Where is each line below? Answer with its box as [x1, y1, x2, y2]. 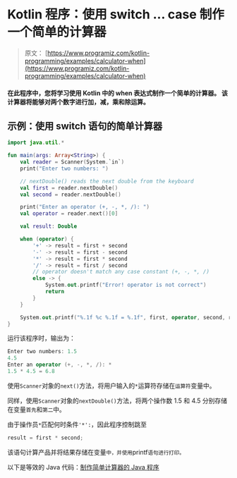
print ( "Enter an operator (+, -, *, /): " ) [20, 204, 150, 211]
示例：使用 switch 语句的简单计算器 [7, 120, 163, 132]
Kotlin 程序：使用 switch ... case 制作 [7, 6, 224, 23]
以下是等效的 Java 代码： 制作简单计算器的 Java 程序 [7, 462, 160, 471]
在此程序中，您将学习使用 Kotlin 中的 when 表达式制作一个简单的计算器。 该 [7, 89, 228, 97]
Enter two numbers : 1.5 [7, 348, 78, 355]
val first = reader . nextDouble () [20, 184, 119, 191]
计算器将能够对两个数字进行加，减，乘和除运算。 [7, 97, 150, 106]
